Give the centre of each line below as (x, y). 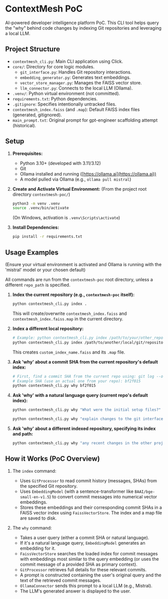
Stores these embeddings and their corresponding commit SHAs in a (91, 507)
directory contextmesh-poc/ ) (41, 194)
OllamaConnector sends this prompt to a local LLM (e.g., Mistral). (86, 585)
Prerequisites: (28, 153)
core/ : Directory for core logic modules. (53, 66)
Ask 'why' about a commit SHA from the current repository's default (85, 362)
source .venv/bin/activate (41, 208)
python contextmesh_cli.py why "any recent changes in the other (82, 443)
